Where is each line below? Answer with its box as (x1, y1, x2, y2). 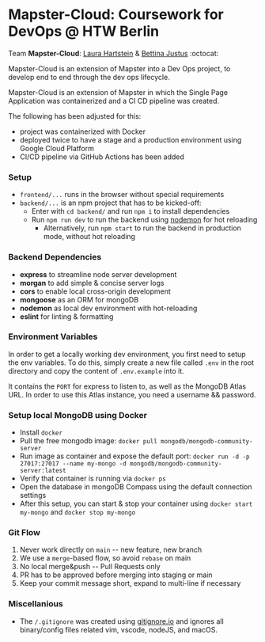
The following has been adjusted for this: (8, 111, 142, 120)
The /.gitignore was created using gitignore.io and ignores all (19, 616, 224, 626)
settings (19, 491, 47, 500)
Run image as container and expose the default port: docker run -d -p (19, 451, 250, 461)
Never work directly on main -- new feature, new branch (19, 545, 203, 555)
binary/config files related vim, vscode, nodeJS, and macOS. (19, 625, 218, 634)
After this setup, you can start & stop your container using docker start (19, 499, 253, 508)
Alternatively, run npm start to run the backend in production (43, 223, 241, 233)
